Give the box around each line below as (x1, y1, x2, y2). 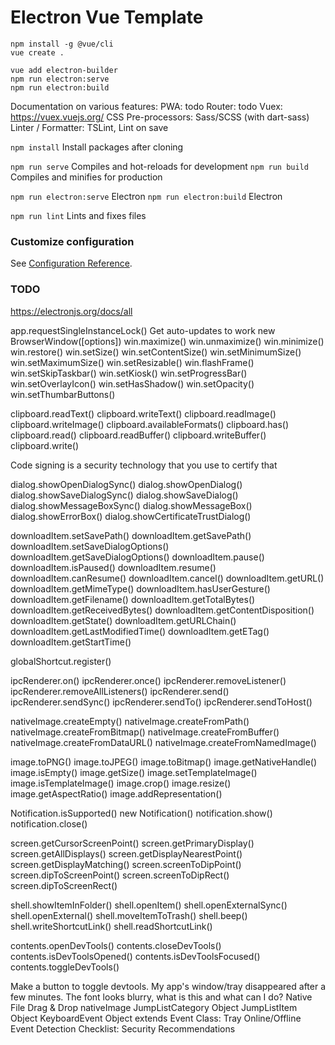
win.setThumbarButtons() (10, 388, 116, 400)
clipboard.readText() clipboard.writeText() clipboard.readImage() (10, 407, 277, 420)
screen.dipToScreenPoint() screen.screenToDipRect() (10, 869, 230, 881)
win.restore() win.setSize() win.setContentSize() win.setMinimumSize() (10, 346, 302, 358)
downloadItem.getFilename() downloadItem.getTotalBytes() (10, 593, 256, 605)
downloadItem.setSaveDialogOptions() (10, 540, 170, 552)
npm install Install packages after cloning (10, 141, 184, 153)
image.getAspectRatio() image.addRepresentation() (10, 787, 223, 800)
